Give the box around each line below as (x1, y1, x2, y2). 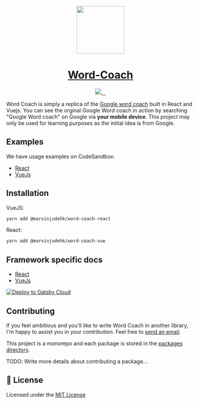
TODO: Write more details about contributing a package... (6, 357, 148, 365)
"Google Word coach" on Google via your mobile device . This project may (6, 113, 190, 120)
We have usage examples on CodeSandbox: (6, 153, 115, 160)
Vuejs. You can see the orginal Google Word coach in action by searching (6, 107, 187, 114)
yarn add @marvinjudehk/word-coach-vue (6, 238, 106, 244)
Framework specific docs (6, 255, 103, 265)
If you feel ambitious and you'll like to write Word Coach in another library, (6, 321, 188, 329)
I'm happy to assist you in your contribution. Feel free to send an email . (6, 328, 181, 335)
